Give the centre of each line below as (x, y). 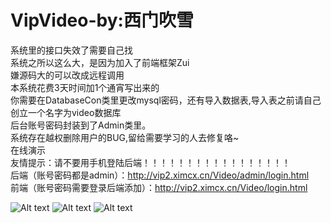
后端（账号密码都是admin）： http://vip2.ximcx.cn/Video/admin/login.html (160, 175)
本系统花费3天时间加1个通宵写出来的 (85, 87)
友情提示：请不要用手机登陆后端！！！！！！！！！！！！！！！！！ (150, 162)
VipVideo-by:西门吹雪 (102, 20)
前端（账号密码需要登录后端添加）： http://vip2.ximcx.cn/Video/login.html (159, 187)
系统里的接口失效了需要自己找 (71, 50)
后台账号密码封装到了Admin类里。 (81, 125)
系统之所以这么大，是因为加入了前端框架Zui (100, 62)
